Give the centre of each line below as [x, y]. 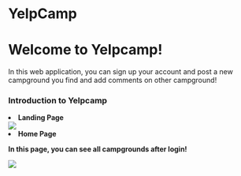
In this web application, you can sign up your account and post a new [121, 72]
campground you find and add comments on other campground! [113, 81]
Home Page [37, 134]
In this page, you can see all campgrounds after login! [98, 149]
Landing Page [41, 118]
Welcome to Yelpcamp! [85, 50]
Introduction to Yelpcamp [58, 101]
